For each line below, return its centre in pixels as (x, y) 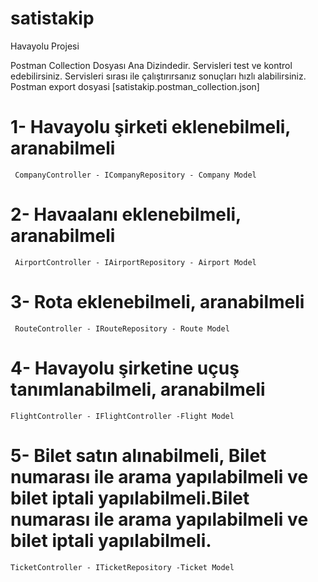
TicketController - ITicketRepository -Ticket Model (122, 567)
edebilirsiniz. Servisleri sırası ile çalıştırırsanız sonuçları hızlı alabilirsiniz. (158, 76)
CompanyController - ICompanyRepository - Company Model (135, 175)
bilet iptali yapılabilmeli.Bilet (130, 498)
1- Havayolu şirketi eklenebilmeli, (150, 127)
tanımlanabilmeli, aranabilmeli (138, 389)
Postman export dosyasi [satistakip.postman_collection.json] (135, 86)
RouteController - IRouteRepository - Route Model (122, 328)
